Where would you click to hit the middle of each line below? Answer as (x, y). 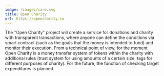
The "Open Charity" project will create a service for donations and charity (79, 33)
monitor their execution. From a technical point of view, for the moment (76, 48)
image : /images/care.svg (30, 9)
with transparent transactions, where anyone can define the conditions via (80, 38)
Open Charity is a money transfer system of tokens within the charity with (79, 53)
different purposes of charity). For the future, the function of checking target (82, 63)
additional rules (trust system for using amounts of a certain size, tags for (79, 58)
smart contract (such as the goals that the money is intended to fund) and (79, 43)
